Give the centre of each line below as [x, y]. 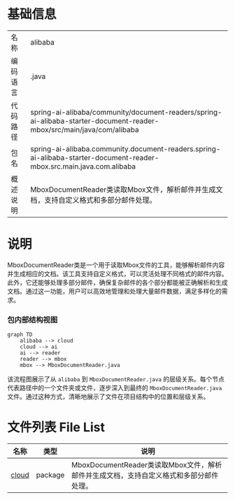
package [50, 475]
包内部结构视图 [33, 320]
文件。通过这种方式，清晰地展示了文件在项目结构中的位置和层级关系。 [108, 397]
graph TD [20, 335]
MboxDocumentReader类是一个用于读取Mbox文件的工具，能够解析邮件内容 [116, 265]
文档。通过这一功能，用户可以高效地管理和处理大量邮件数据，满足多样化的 [114, 291]
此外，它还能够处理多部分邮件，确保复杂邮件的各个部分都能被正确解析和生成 [117, 282]
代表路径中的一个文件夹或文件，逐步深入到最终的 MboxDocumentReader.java [115, 388]
